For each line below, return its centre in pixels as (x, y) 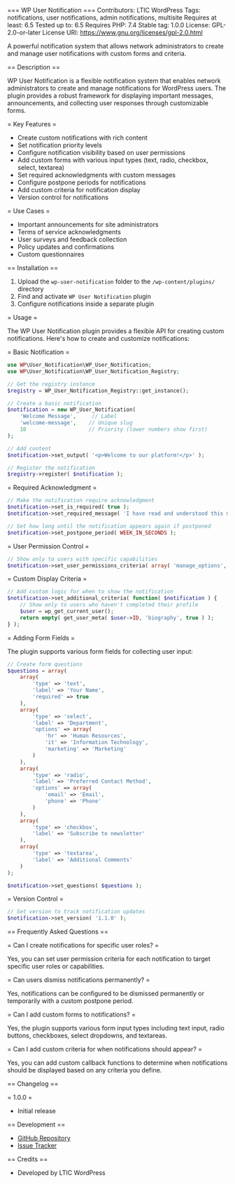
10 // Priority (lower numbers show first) (114, 429)
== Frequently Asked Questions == (58, 931)
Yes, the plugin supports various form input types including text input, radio (116, 1028)
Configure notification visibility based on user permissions (101, 153)
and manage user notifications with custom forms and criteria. (97, 53)
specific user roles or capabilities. (56, 967)
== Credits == (28, 1159)
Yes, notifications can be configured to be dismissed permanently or (106, 994)
